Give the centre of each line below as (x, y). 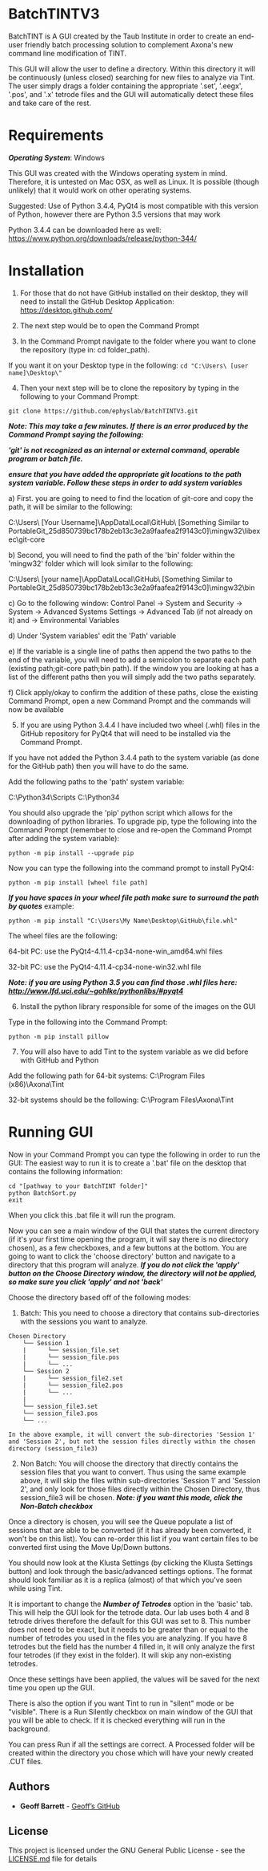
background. (29, 1729)
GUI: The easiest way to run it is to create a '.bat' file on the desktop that (127, 1163)
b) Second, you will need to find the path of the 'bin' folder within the (122, 555)
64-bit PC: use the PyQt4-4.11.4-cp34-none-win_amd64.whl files (116, 951)
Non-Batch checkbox (56, 1506)
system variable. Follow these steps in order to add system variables (125, 482)
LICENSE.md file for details (53, 1859)
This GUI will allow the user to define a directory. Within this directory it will (132, 68)
